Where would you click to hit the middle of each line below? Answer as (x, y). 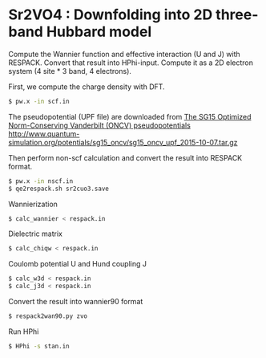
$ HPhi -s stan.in (39, 346)
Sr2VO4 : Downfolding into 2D (111, 15)
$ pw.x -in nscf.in (41, 181)
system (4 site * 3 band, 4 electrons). (70, 71)
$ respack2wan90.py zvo (48, 316)
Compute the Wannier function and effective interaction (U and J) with (124, 54)
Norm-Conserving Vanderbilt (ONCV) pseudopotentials (99, 125)
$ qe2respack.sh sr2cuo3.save (59, 189)
